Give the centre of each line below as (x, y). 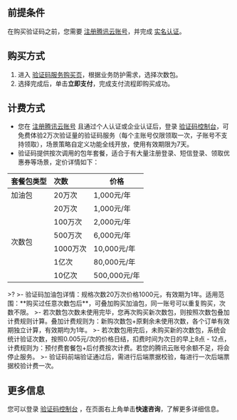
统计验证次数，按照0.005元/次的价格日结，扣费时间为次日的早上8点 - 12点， (119, 339)
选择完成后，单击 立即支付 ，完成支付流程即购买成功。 (96, 83)
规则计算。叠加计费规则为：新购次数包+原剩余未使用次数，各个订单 (118, 321)
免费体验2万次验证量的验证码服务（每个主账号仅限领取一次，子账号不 (120, 135)
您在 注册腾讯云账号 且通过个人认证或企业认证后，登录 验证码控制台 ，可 (123, 126)
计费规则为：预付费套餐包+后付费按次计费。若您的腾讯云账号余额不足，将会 (118, 348)
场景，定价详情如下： (68, 162)
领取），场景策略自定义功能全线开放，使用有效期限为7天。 (109, 144)
